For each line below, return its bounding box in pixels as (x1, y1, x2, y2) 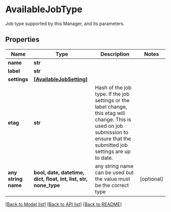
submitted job (95, 142, 128, 149)
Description (100, 50, 130, 57)
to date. (95, 154, 113, 161)
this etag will (95, 109, 125, 116)
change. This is (95, 116, 131, 123)
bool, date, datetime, (34, 169, 85, 176)
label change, (95, 103, 127, 110)
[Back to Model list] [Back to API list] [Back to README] (5, 201, 122, 207)
